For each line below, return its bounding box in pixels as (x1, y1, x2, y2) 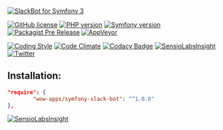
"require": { (7, 89, 46, 96)
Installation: (7, 70, 62, 82)
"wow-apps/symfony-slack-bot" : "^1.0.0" (33, 95, 155, 102)
